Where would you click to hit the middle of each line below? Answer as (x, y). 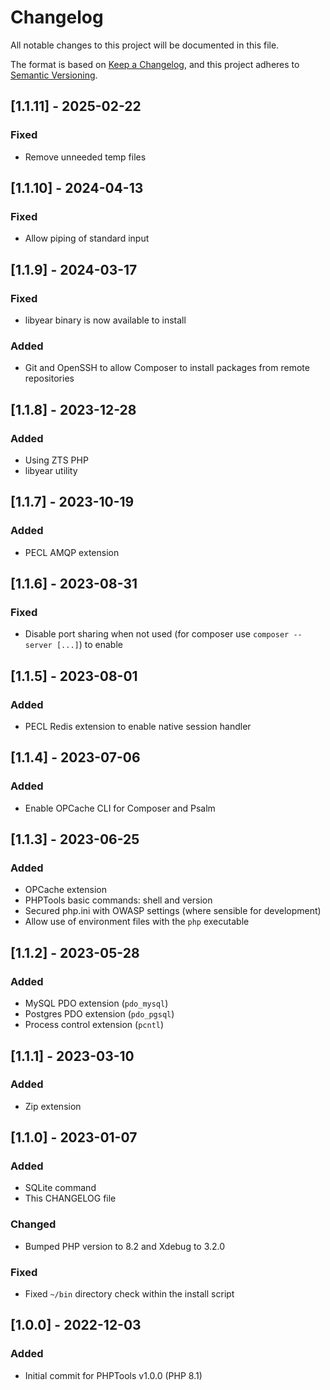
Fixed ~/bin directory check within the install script (129, 1294)
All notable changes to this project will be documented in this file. (145, 45)
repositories (49, 378)
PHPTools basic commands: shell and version (118, 900)
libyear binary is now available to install (105, 320)
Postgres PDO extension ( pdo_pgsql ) (99, 1014)
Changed (33, 1224)
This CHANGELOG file (70, 1198)
